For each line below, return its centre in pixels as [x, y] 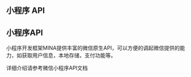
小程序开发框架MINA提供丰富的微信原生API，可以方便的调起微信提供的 [93, 48]
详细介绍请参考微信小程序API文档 [47, 68]
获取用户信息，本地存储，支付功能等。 [69, 56]
